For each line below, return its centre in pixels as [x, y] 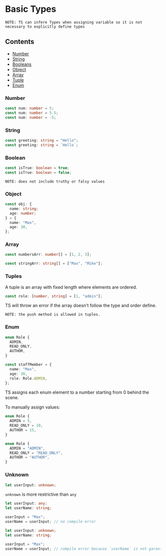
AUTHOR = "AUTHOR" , [30, 458]
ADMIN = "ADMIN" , [27, 448]
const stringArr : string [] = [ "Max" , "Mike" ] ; [54, 264]
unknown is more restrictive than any [41, 494]
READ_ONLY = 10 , [26, 426]
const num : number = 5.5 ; [32, 113]
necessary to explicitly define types [45, 26]
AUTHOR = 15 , [23, 430]
